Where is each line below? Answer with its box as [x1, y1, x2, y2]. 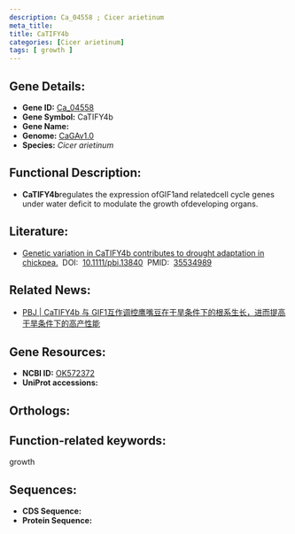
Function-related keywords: [9, 433, 167, 448]
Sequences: [9, 482, 77, 497]
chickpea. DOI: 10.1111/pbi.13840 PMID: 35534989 [21, 257, 213, 267]
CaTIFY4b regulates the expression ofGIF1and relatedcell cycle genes [21, 189, 275, 199]
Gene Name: [21, 120, 69, 131]
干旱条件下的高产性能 [21, 318, 100, 329]
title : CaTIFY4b [9, 29, 69, 38]
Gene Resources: [9, 344, 106, 360]
